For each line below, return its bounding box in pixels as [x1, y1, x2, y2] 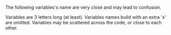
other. [5, 25, 18, 31]
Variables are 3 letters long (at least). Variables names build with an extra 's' [5, 14, 166, 20]
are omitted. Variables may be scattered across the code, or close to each [5, 20, 162, 25]
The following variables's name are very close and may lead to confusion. [5, 5, 162, 10]
